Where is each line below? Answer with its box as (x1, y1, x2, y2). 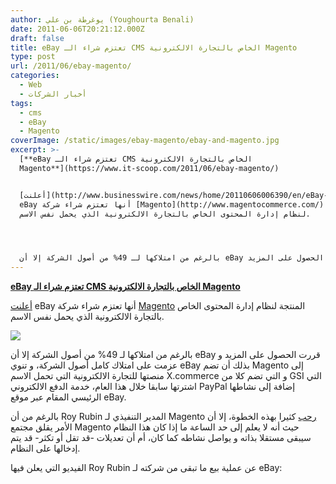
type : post (10, 52, 56, 62)
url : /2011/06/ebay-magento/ (10, 61, 132, 71)
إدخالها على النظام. (10, 442, 81, 455)
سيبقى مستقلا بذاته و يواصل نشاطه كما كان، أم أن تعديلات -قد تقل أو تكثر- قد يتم (10, 432, 312, 444)
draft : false (10, 33, 65, 43)
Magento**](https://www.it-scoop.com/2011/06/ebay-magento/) (19, 163, 280, 173)
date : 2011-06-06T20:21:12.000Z (10, 24, 145, 34)
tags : (10, 98, 33, 108)
